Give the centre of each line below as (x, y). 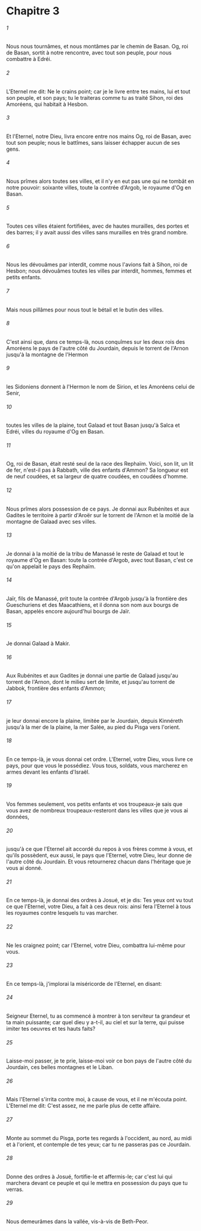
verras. (15, 1189)
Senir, (13, 393)
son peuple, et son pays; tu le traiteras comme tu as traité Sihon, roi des (95, 97)
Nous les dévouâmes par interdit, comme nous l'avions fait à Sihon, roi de (97, 265)
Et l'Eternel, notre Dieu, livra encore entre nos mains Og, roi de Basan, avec (99, 136)
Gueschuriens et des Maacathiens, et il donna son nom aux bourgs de (92, 605)
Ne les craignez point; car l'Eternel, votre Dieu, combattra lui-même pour (96, 945)
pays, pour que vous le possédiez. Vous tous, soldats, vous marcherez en (97, 765)
